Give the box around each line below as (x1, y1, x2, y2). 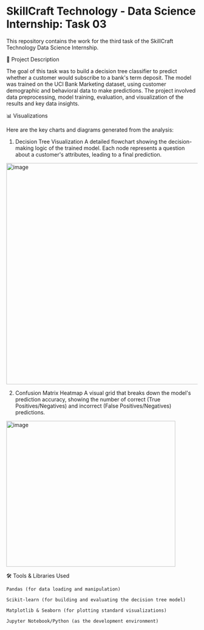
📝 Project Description (6, 55, 59, 63)
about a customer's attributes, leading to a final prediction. (15, 150, 162, 158)
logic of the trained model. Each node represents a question (35, 144, 185, 152)
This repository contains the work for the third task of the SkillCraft (6, 37, 174, 44)
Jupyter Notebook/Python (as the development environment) (6, 618, 159, 624)
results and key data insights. (6, 99, 80, 107)
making (15, 144, 34, 152)
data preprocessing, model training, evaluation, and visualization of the (6, 93, 184, 101)
